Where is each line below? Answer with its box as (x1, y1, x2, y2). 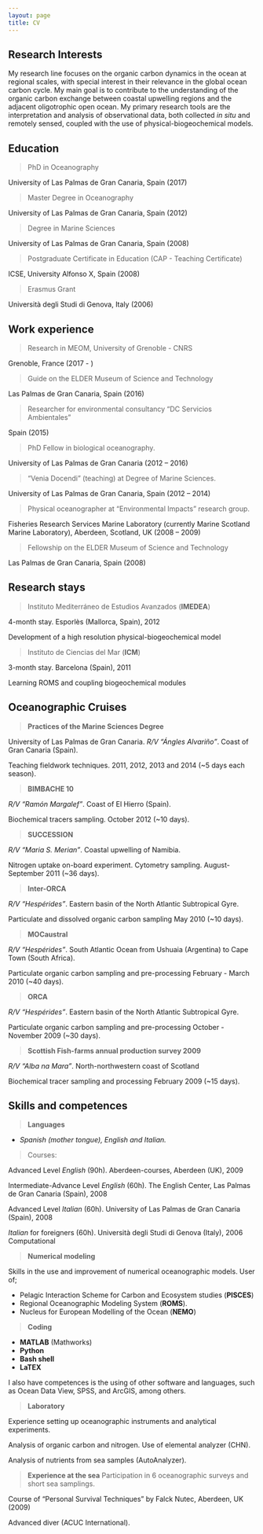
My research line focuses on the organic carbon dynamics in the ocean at (8, 68, 247, 79)
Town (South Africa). (8, 953, 76, 962)
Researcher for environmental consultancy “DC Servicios (27, 404, 212, 414)
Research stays (8, 581, 86, 594)
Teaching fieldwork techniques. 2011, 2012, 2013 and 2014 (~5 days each (8, 760, 246, 770)
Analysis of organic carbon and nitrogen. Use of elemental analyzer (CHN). (8, 1440, 251, 1450)
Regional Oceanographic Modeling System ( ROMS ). (19, 1299, 188, 1308)
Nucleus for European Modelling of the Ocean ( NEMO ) (19, 1307, 196, 1317)
